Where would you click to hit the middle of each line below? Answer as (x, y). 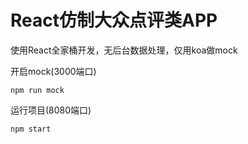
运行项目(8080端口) (51, 110)
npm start (31, 129)
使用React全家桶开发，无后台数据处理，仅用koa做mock (124, 50)
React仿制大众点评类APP (114, 20)
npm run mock (37, 90)
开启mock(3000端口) (53, 71)
